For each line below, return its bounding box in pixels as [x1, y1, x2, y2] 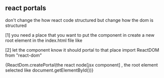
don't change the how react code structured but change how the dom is [5, 17, 153, 23]
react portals [5, 4, 46, 12]
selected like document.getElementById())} [5, 67, 94, 73]
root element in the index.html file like [5, 37, 82, 43]
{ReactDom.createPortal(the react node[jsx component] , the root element [5, 62, 158, 68]
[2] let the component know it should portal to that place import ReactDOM [5, 47, 159, 53]
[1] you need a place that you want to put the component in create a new [5, 32, 155, 38]
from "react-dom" [5, 52, 42, 58]
